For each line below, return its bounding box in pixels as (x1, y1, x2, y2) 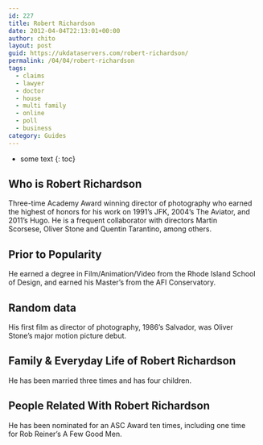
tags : (8, 64, 27, 73)
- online (15, 110, 45, 118)
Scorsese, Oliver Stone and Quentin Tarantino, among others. (8, 224, 212, 234)
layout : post (8, 42, 52, 50)
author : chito (8, 34, 56, 43)
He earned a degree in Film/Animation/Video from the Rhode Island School (8, 269, 256, 279)
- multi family (15, 102, 67, 110)
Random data (8, 301, 76, 314)
